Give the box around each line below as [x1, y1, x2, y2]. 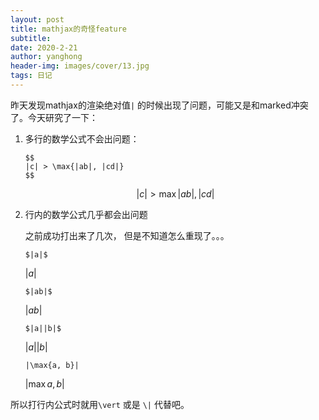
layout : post [10, 14, 65, 25]
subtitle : [10, 33, 52, 43]
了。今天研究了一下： [10, 111, 98, 123]
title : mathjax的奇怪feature [10, 24, 128, 34]
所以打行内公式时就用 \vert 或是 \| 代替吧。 [10, 398, 190, 410]
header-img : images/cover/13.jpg [10, 61, 150, 71]
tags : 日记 [10, 71, 53, 81]
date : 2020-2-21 [10, 42, 78, 53]
